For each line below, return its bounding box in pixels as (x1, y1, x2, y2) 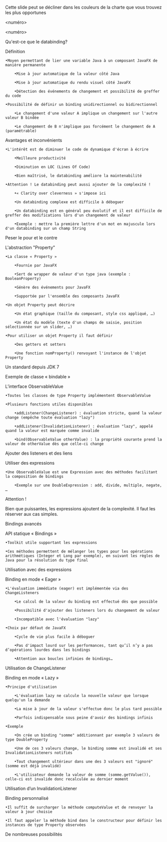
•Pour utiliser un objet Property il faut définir (5, 333, 113, 338)
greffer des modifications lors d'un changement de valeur (5, 213, 131, 218)
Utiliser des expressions (5, 460, 55, 466)
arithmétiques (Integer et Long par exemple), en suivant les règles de (5, 553, 160, 558)
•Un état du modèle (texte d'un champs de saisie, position (14, 320, 142, 325)
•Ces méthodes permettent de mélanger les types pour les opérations (5, 549, 153, 554)
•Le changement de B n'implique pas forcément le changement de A (14, 124, 155, 129)
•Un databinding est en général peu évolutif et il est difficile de (14, 208, 162, 213)
